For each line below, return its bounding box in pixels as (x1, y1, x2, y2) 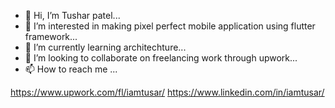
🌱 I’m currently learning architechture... (24, 41, 187, 53)
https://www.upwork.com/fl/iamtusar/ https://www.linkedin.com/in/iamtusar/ (10, 86, 325, 98)
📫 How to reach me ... (24, 63, 118, 75)
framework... (24, 31, 78, 42)
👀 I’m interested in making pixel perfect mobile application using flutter (24, 20, 316, 32)
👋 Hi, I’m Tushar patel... (24, 10, 121, 21)
